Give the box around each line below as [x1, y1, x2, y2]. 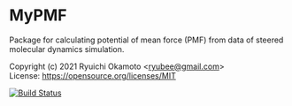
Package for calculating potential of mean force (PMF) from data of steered [9, 34, 284, 45]
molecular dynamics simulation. [9, 43, 125, 54]
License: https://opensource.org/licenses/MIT [9, 70, 177, 80]
